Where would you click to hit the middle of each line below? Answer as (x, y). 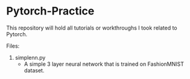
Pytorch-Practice (50, 11)
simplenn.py (30, 57)
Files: (13, 46)
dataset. (34, 70)
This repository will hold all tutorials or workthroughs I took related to (92, 28)
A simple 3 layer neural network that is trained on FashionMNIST (104, 64)
